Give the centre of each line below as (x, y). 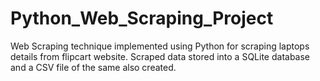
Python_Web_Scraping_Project (142, 18)
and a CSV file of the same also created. (93, 67)
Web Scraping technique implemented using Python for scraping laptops (160, 46)
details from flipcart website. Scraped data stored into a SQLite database (160, 56)
